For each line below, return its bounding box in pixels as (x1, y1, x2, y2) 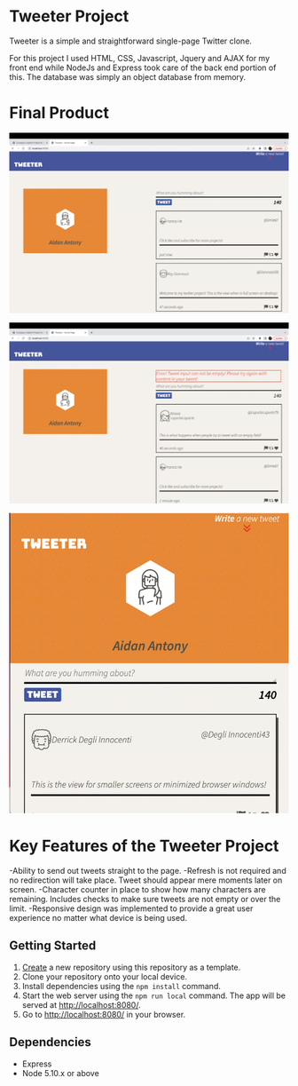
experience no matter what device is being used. (9, 913, 188, 923)
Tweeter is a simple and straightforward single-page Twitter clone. (9, 36, 253, 46)
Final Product (9, 103, 109, 123)
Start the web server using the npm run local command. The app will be (21, 990, 286, 1001)
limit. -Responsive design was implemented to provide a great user (9, 903, 254, 914)
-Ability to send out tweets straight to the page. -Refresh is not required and (9, 866, 286, 876)
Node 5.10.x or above (21, 1067, 99, 1078)
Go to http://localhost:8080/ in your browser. (21, 1009, 186, 1019)
